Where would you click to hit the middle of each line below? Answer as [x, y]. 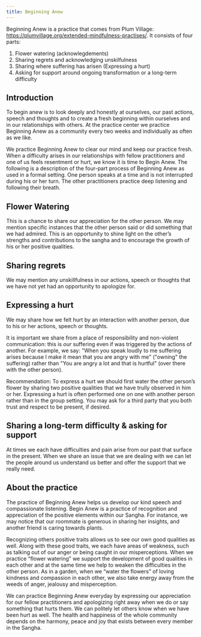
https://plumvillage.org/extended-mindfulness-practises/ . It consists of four [100, 35]
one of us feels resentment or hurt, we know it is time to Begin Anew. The [97, 162]
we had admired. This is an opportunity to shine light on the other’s [89, 234]
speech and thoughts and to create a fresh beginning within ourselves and [98, 118]
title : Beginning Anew [34, 12]
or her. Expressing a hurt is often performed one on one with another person [100, 394]
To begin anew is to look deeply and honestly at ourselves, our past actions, [100, 112]
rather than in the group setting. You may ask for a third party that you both [99, 400]
